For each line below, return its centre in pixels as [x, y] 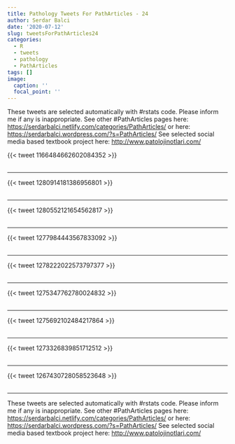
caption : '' [31, 85]
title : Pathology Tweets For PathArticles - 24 [78, 14]
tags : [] [20, 72]
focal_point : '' [37, 92]
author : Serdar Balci [39, 20]
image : [17, 79]
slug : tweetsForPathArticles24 [53, 33]
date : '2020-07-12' [36, 27]
